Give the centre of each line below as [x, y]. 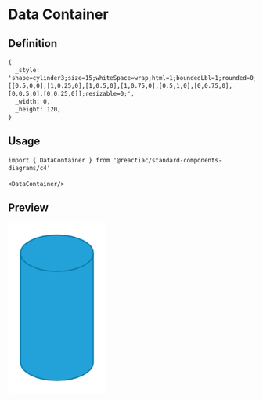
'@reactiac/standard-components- [168, 160]
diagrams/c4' [29, 168]
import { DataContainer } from [59, 160]
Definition [32, 44]
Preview [29, 208]
